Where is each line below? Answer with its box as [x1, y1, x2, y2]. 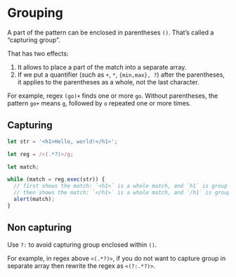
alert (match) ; [13, 195, 55, 202]
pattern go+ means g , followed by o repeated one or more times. [7, 98, 192, 107]
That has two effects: [7, 49, 69, 58]
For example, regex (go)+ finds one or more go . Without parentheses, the [7, 91, 218, 100]
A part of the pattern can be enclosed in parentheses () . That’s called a [7, 28, 214, 37]
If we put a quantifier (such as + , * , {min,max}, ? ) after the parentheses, [17, 70, 225, 79]
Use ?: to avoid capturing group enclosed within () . [7, 240, 157, 249]
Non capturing [7, 221, 72, 233]
